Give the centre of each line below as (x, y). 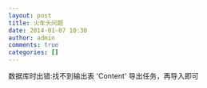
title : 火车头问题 (36, 23)
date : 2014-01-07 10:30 (48, 30)
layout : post (30, 15)
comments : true (34, 45)
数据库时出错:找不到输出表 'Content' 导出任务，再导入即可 (103, 76)
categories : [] (34, 52)
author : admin (32, 38)
